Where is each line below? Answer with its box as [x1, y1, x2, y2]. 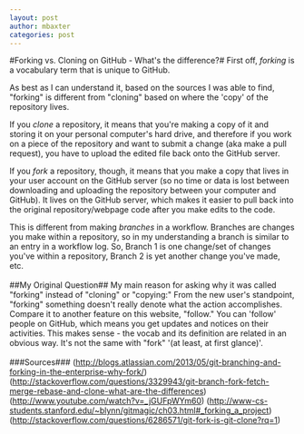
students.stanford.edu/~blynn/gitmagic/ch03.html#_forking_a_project [9, 405, 270, 416]
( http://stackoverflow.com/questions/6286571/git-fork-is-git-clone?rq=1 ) [9, 415, 281, 426]
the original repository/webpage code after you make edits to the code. [9, 204, 276, 215]
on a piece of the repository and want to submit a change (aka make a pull [9, 138, 288, 150]
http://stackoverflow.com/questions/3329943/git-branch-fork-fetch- [12, 376, 270, 387]
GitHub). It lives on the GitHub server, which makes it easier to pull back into [9, 194, 294, 205]
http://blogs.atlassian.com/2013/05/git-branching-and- [75, 357, 281, 368]
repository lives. [9, 102, 70, 113]
